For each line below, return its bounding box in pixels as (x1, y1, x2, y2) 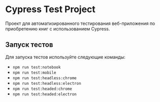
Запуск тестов (5, 41, 53, 49)
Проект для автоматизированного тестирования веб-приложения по (5, 20, 155, 26)
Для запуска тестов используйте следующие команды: (5, 54, 125, 60)
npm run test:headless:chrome (12, 75, 77, 81)
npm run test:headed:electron (12, 91, 77, 97)
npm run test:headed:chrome (12, 86, 72, 91)
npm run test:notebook (12, 64, 61, 70)
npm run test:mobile (12, 70, 56, 75)
